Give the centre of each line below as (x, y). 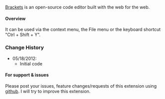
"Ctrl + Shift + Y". (23, 35)
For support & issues (27, 75)
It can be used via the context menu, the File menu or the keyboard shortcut (83, 30)
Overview (15, 18)
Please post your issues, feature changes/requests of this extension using (81, 86)
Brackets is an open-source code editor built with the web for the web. (78, 7)
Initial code (31, 63)
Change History (25, 48)
